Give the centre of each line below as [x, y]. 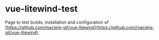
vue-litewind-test [41, 9]
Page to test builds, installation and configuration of [57, 22]
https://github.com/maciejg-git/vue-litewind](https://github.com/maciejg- [80, 27]
